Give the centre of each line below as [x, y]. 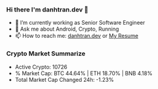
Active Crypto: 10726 [41, 67]
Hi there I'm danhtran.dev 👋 [47, 10]
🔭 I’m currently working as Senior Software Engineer [80, 23]
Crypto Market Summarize [46, 54]
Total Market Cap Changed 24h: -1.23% [65, 79]
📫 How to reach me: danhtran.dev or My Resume [77, 36]
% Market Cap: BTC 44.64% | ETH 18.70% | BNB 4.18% [84, 73]
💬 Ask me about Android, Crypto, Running [67, 29]
